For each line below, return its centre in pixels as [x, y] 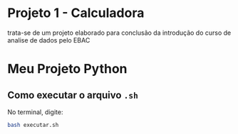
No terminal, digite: [35, 112]
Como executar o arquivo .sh [73, 95]
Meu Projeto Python [67, 69]
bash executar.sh [33, 125]
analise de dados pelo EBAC [49, 40]
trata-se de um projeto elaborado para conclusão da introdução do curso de [119, 33]
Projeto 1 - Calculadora [76, 13]
